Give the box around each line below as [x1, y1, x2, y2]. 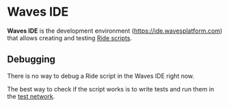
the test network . [7, 92, 55, 100]
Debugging [7, 54, 56, 65]
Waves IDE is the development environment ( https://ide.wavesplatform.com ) [7, 27, 223, 35]
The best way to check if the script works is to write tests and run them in [7, 85, 214, 93]
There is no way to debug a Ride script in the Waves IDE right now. [7, 72, 195, 80]
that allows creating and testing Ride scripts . [7, 33, 132, 42]
